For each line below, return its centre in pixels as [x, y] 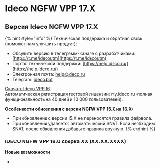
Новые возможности [28, 152]
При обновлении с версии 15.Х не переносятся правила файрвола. [82, 118]
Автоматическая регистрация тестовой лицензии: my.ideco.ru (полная [79, 94]
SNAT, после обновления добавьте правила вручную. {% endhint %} [84, 129]
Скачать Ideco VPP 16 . [28, 89]
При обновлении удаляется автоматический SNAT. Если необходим [83, 124]
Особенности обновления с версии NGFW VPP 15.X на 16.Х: [69, 109]
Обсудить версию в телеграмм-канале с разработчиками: [74, 53]
